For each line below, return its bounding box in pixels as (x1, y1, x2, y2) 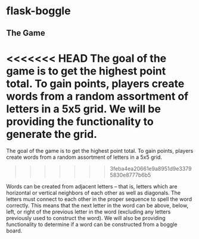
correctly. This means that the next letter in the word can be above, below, (6, 202, 189, 209)
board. (6, 227, 23, 234)
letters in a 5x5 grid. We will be (6, 102, 161, 115)
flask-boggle (6, 4, 71, 18)
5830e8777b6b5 (110, 171, 151, 178)
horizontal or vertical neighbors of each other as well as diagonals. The (6, 189, 181, 196)
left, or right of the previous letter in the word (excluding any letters (6, 208, 171, 215)
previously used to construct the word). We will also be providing (6, 214, 166, 221)
